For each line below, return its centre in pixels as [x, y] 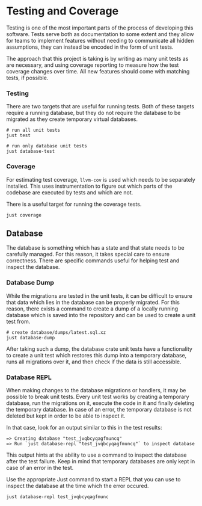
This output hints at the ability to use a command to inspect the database [96, 455]
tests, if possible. [27, 78]
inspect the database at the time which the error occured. [78, 486]
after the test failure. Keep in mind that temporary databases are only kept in [101, 461]
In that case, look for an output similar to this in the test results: [84, 427]
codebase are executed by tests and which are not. [70, 192]
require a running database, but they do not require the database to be [93, 113]
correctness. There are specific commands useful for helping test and [93, 261]
